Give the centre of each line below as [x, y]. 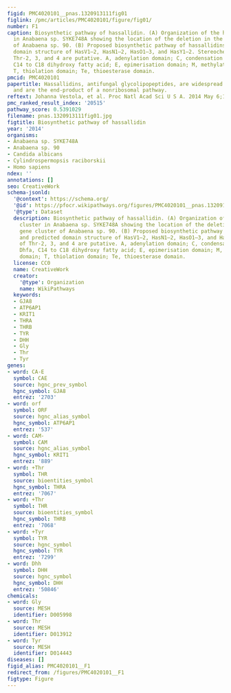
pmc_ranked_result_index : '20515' [57, 103]
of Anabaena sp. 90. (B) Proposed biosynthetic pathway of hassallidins [120, 45]
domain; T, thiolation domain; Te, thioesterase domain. [103, 257]
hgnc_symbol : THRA [40, 487]
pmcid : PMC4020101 [33, 77]
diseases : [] [26, 660]
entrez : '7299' [35, 557]
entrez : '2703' [35, 397]
